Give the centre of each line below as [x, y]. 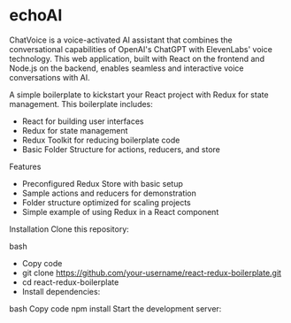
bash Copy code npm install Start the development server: [115, 308]
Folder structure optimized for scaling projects [107, 202]
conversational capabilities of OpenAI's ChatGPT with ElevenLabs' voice [141, 49]
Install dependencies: [61, 291]
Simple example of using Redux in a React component [120, 211]
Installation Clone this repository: [69, 229]
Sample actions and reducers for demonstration [109, 193]
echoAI [36, 15]
